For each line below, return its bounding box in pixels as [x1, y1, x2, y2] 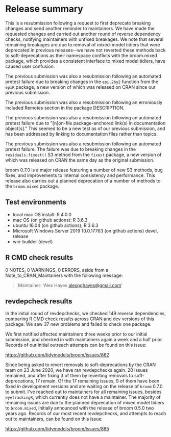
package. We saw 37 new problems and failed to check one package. [5, 321, 152, 327]
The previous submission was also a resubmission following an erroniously [5, 99, 163, 105]
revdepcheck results [5, 297, 72, 305]
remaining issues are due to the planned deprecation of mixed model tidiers [5, 400, 164, 406]
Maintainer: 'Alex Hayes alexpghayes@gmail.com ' [17, 282, 123, 288]
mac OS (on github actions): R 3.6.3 [12, 217, 88, 223]
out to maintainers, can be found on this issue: [5, 416, 103, 422]
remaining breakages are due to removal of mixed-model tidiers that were [5, 41, 160, 47]
